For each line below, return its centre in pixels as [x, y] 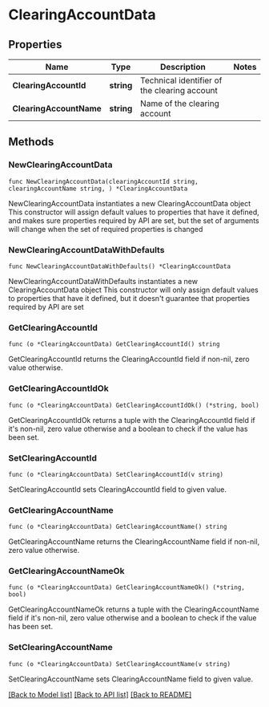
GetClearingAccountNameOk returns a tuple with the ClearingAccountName [134, 609]
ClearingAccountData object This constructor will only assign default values [133, 290]
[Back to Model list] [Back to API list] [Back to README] [100, 694]
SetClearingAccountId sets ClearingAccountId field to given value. [117, 489]
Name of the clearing [180, 104]
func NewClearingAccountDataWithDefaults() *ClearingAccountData [119, 266]
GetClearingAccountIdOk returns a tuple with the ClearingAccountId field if [132, 420]
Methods [31, 142]
